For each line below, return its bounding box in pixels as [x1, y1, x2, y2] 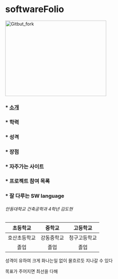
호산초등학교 [8, 234, 36, 241]
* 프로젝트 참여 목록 [5, 178, 50, 185]
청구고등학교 [69, 234, 97, 241]
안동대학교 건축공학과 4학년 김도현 [5, 205, 73, 212]
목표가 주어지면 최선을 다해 [5, 268, 58, 274]
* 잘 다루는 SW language [5, 192, 65, 199]
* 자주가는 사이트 [5, 163, 44, 170]
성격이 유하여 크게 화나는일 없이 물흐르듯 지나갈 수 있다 [5, 257, 113, 263]
